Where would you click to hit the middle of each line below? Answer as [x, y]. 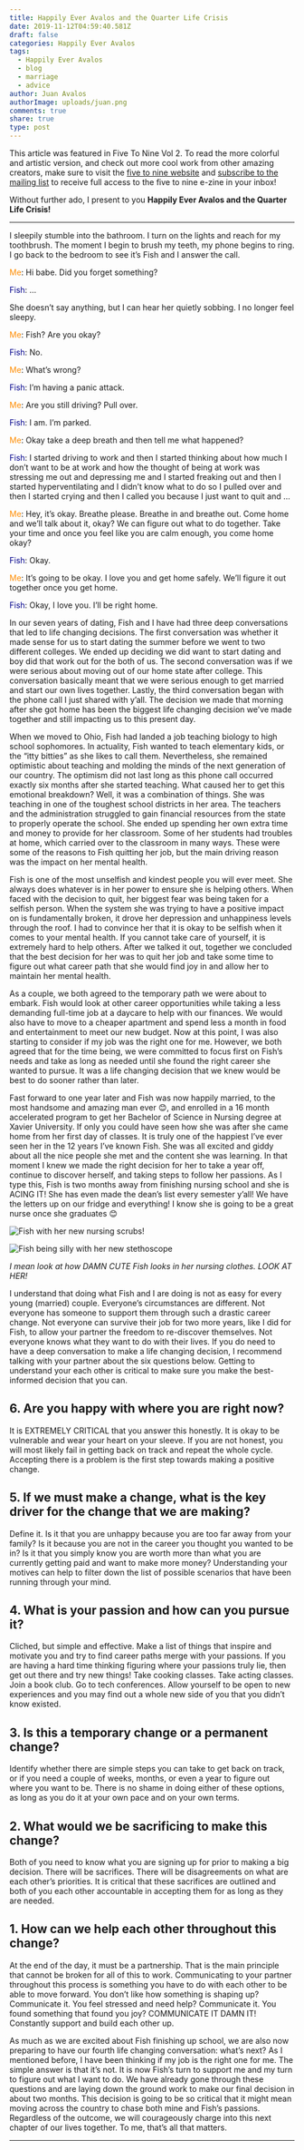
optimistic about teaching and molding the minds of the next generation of [148, 766]
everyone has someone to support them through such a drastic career [140, 1313]
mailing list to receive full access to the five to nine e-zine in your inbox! [143, 182]
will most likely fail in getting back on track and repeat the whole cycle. [141, 1450]
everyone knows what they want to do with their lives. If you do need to [142, 1342]
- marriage [38, 77]
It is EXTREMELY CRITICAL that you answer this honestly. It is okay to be [145, 1431]
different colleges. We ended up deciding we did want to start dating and [145, 651]
